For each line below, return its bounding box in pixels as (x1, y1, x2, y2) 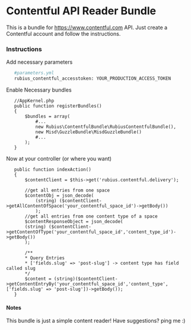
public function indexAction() (14, 166, 92, 172)
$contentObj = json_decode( (24, 192, 94, 199)
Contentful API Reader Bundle (6, 4, 157, 18)
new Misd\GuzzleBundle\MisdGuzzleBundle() (35, 129, 142, 135)
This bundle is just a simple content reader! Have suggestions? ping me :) (6, 317, 186, 325)
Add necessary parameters (6, 58, 73, 66)
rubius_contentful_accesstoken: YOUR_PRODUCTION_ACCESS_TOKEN (14, 76, 171, 81)
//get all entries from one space (24, 187, 110, 193)
